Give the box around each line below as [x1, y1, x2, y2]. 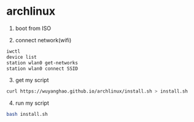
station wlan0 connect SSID [6, 66, 79, 72]
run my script [15, 99, 49, 107]
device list [6, 54, 37, 60]
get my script [15, 77, 49, 84]
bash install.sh [6, 112, 48, 118]
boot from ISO [15, 25, 51, 32]
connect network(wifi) [15, 36, 72, 44]
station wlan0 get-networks [6, 59, 79, 66]
